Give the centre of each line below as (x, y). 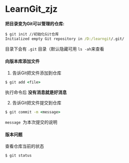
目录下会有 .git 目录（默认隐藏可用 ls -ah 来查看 (55, 49)
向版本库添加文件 (22, 61)
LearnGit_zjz (31, 9)
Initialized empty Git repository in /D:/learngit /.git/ (65, 39)
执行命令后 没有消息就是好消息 (36, 93)
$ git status (18, 156)
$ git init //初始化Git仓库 (32, 34)
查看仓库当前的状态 (25, 146)
